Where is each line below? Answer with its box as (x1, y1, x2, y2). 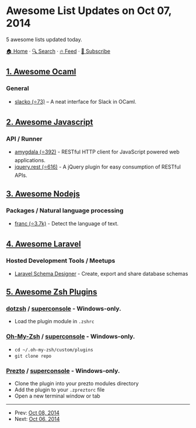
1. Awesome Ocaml (6, 67, 76, 77)
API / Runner (6, 135, 43, 143)
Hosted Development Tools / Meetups (6, 256, 116, 265)
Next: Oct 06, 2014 (14, 415, 60, 422)
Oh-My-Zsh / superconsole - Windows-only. (6, 333, 135, 341)
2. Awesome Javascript (6, 117, 93, 127)
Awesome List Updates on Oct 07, (6, 4, 172, 18)
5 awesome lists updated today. (6, 36, 83, 43)
